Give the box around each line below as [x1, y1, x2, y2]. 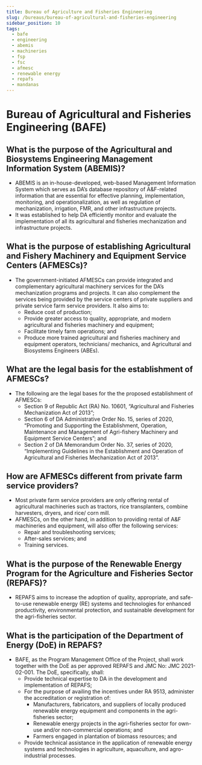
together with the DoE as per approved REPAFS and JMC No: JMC [14, 663, 180, 670]
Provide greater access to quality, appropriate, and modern [24, 315, 171, 322]
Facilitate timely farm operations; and [24, 327, 116, 335]
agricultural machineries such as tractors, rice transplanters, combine [14, 503, 188, 510]
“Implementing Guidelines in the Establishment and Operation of [24, 447, 184, 455]
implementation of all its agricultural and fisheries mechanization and [14, 218, 187, 225]
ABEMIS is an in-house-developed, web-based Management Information [14, 179, 196, 186]
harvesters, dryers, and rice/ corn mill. [14, 509, 110, 517]
